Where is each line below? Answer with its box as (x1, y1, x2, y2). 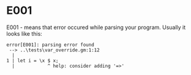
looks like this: (6, 30, 43, 37)
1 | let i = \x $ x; (6, 57, 59, 64)
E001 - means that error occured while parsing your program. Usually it (6, 24, 186, 31)
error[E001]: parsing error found (6, 42, 95, 48)
